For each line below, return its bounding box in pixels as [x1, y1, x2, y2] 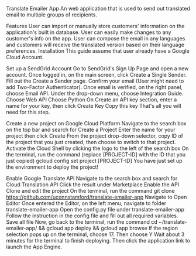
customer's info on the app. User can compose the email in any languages [6, 35, 185, 42]
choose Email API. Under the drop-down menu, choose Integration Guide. [6, 90, 184, 97]
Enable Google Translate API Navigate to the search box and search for [6, 175, 178, 182]
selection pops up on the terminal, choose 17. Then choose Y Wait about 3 [6, 231, 185, 238]
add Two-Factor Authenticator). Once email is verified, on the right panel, [6, 84, 183, 90]
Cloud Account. [6, 54, 44, 60]
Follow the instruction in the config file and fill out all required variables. [6, 212, 178, 219]
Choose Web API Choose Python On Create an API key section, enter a [6, 96, 177, 103]
